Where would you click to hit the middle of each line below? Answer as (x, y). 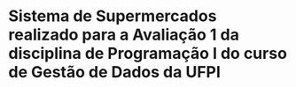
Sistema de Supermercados (113, 16)
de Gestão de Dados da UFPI (114, 72)
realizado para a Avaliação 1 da (124, 35)
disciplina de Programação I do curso (148, 54)
